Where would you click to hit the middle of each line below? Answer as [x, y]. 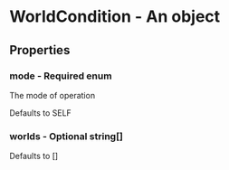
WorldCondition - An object [115, 17]
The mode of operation [52, 95]
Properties [40, 50]
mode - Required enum [61, 76]
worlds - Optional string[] [67, 136]
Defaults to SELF [41, 113]
